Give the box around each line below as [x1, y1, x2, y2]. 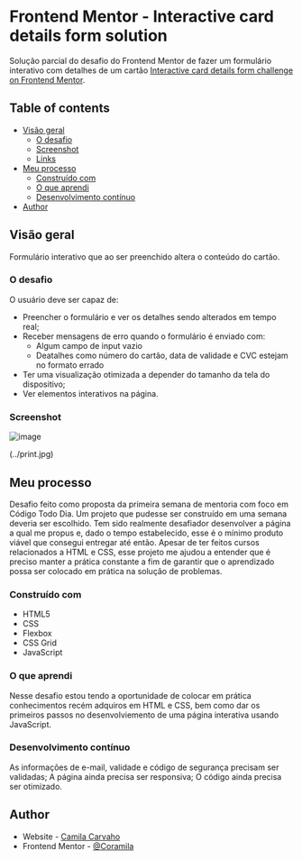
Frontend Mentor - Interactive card [9, 6, 275, 27]
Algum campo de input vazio [35, 340, 142, 351]
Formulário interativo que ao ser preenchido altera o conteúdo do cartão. [9, 251, 280, 262]
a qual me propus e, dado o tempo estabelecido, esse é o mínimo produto [9, 527, 284, 538]
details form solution [9, 25, 169, 46]
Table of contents [9, 101, 110, 116]
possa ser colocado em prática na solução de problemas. [9, 565, 223, 576]
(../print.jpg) [9, 449, 54, 460]
